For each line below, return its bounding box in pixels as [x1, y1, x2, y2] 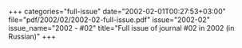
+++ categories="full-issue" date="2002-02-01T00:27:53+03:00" [8, 7, 226, 16]
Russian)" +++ [8, 31, 56, 41]
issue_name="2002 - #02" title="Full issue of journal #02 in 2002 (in [8, 24, 235, 32]
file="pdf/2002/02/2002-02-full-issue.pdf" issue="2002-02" [8, 15, 210, 24]
